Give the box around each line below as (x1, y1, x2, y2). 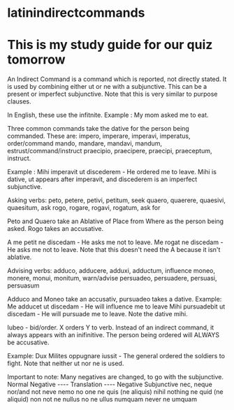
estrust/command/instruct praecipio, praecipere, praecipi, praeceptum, (7, 147, 212, 155)
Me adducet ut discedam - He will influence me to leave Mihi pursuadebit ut (7, 302, 226, 311)
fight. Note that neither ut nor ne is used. (7, 359, 124, 368)
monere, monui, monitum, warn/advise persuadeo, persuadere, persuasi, (7, 274, 218, 283)
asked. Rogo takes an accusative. (7, 225, 104, 233)
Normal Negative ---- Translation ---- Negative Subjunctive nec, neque (7, 380, 213, 389)
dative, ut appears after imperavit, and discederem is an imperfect (7, 175, 198, 183)
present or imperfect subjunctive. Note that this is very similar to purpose (7, 90, 218, 99)
